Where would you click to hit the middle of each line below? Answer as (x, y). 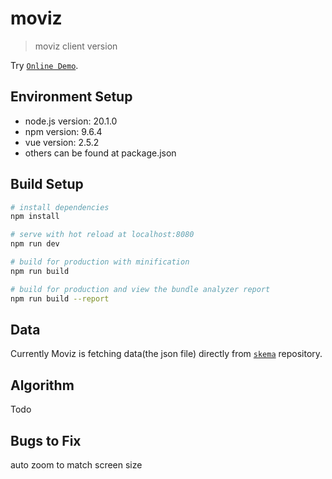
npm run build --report (60, 298)
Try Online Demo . (44, 65)
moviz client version (76, 46)
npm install (35, 217)
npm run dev (35, 244)
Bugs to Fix (46, 440)
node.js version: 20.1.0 (71, 121)
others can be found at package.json (100, 153)
